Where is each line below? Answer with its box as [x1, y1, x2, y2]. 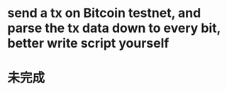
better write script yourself [7, 36, 170, 51]
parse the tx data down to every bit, [7, 20, 221, 36]
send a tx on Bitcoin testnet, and [7, 5, 201, 21]
